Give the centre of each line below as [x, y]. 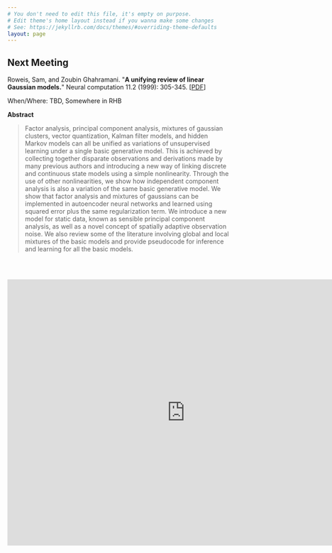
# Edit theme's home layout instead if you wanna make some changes [111, 21]
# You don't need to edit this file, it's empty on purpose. [100, 14]
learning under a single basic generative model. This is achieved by [123, 151]
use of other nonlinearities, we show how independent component [122, 181]
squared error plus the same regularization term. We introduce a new [126, 212]
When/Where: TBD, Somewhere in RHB [65, 101]
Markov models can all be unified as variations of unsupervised [117, 143]
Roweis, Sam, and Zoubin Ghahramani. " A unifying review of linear [106, 80]
